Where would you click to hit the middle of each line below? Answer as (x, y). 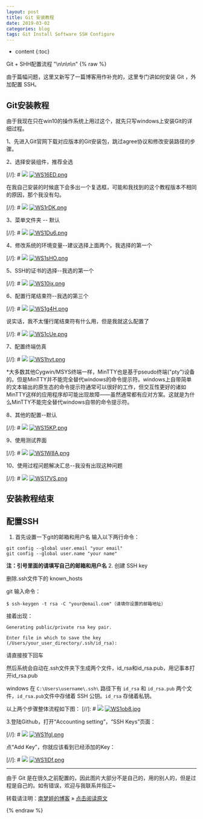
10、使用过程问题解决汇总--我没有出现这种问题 (64, 465)
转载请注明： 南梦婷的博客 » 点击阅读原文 (57, 798)
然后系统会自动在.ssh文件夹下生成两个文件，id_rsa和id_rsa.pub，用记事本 (98, 668)
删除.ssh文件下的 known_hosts (44, 578)
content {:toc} (32, 51)
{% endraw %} (25, 811)
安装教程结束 (30, 499)
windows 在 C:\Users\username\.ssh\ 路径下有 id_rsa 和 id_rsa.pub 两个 (97, 688)
